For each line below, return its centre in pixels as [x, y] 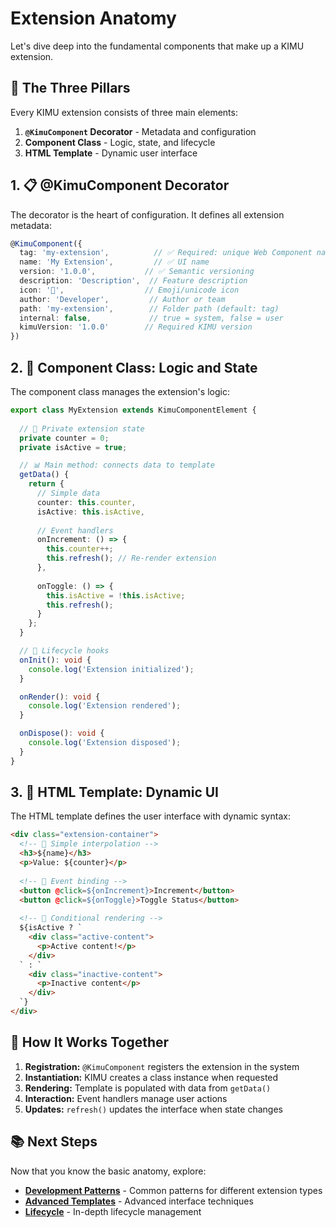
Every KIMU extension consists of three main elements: [124, 112]
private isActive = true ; [73, 447]
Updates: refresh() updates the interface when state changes [153, 1109]
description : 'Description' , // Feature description [133, 281]
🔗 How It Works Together [90, 1042]
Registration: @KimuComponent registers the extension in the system [162, 1066]
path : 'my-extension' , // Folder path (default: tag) [149, 308]
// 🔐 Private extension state [82, 428]
